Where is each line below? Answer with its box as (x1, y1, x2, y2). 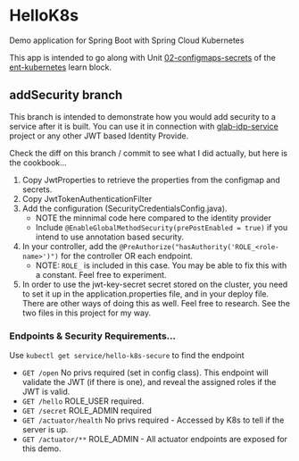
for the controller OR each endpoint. (61, 250, 194, 261)
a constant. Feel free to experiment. (35, 269, 167, 280)
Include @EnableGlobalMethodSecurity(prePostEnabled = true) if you (35, 222, 288, 232)
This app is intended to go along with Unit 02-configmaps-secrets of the (9, 52, 277, 63)
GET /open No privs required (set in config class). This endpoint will (21, 367, 270, 378)
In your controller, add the (21, 240, 118, 251)
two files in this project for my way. (21, 307, 152, 318)
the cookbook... (9, 157, 67, 168)
